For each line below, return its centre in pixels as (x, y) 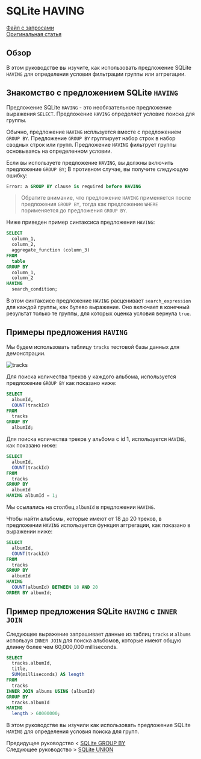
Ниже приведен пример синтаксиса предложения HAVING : (81, 222)
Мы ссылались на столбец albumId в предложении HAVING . (81, 507)
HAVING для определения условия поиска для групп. (73, 731)
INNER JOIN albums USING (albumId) (51, 691)
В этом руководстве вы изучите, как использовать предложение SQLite (99, 67)
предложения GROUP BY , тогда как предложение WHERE (89, 204)
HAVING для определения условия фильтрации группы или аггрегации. (96, 74)
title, (20, 669)
